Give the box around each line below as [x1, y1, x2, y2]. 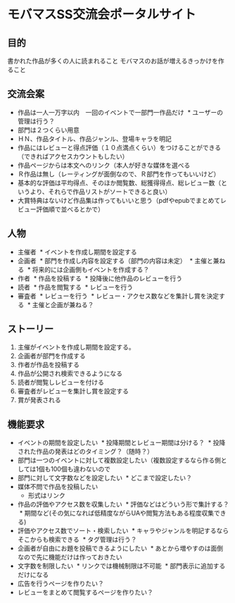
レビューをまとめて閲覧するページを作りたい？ [17, 588, 153, 597]
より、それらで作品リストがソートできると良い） [30, 187, 172, 196]
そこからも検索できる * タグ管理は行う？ [17, 535, 137, 544]
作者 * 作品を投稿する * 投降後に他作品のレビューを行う [17, 274, 183, 282]
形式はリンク [27, 491, 65, 500]
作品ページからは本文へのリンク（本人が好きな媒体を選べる [17, 161, 191, 169]
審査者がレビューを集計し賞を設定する [17, 387, 129, 395]
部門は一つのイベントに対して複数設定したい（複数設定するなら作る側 [17, 456, 222, 465]
